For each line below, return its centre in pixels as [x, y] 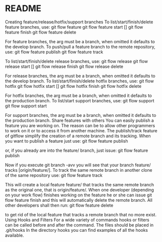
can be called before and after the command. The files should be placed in [79, 225]
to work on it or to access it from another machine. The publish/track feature [81, 130]
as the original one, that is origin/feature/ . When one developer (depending [80, 190]
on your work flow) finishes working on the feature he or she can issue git [79, 195]
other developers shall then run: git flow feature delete [59, 205]
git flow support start [26, 106]
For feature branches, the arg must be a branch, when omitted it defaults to [80, 41]
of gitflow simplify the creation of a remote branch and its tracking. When [78, 136]
